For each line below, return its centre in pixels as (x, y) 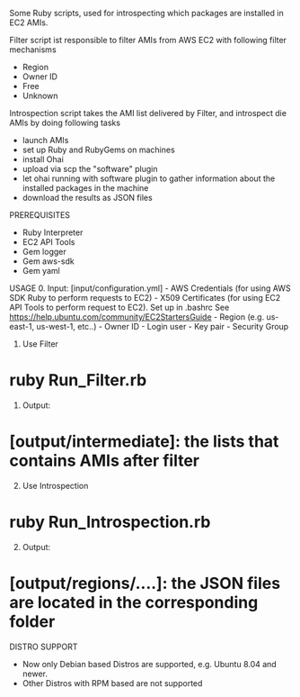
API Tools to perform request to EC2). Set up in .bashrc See (119, 307)
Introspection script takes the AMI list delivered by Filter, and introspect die (148, 113)
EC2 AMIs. (29, 23)
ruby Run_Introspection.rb (110, 522)
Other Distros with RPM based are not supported (112, 683)
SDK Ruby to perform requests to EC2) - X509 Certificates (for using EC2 (145, 298)
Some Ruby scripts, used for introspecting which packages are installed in (147, 13)
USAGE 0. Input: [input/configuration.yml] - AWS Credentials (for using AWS (150, 288)
